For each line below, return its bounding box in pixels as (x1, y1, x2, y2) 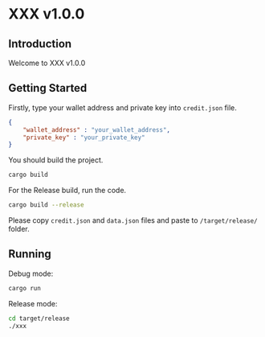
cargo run (8, 284, 42, 292)
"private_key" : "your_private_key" (22, 134, 146, 142)
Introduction (8, 37, 72, 51)
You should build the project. (8, 155, 104, 165)
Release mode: (8, 298, 58, 308)
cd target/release (8, 314, 70, 323)
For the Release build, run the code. (8, 186, 127, 195)
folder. (8, 224, 30, 234)
